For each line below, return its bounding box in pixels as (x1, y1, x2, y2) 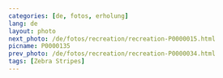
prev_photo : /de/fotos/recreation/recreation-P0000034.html (8, 50, 217, 58)
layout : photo (8, 27, 57, 35)
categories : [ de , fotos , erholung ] (8, 11, 129, 20)
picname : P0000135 (8, 42, 71, 50)
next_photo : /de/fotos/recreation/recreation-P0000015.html (8, 34, 217, 43)
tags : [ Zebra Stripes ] (8, 58, 85, 66)
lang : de (8, 19, 38, 28)
